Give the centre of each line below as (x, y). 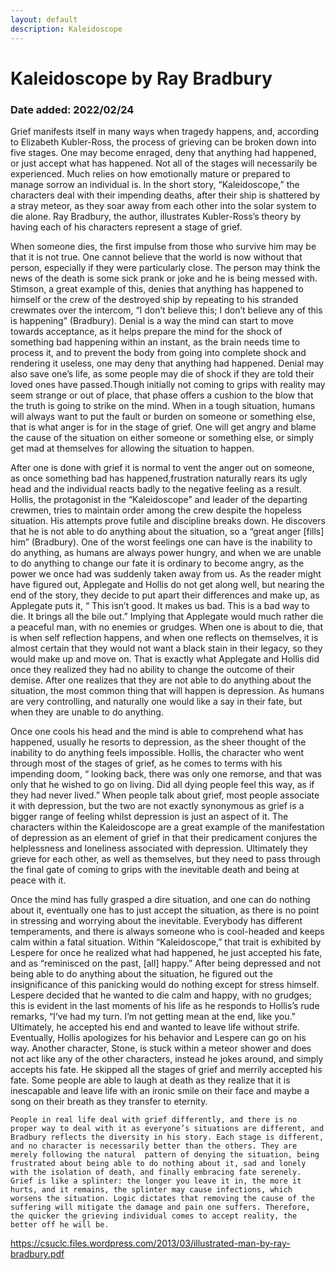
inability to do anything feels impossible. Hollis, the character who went (157, 752)
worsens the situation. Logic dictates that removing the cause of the (162, 1198)
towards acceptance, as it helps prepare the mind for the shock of (146, 331)
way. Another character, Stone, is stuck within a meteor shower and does (161, 1048)
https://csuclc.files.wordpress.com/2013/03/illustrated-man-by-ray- (150, 1243)
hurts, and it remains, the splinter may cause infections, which (151, 1189)
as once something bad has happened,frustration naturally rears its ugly (159, 478)
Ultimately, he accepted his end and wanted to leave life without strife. (155, 1027)
